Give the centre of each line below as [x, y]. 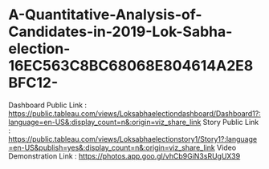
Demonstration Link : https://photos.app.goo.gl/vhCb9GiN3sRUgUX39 [124, 156]
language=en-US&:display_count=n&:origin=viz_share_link [105, 122]
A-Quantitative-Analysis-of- [105, 15]
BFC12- [33, 83]
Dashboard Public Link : [47, 105]
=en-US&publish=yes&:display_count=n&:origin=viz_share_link [112, 147]
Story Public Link [231, 122]
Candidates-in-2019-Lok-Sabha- [120, 32]
